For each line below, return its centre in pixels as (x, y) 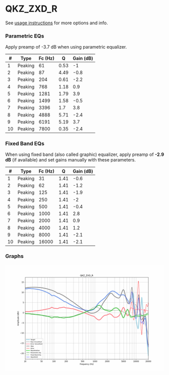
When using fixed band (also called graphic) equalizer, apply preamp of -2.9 (85, 154)
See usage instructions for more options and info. (57, 23)
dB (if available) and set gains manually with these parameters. (71, 160)
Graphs (14, 256)
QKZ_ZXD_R (31, 9)
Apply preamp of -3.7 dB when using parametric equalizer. (66, 47)
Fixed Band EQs (25, 143)
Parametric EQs (25, 36)
